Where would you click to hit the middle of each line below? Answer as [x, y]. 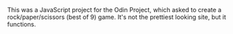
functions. [22, 24]
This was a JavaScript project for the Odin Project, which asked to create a [114, 10]
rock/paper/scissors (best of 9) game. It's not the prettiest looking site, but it [117, 17]
